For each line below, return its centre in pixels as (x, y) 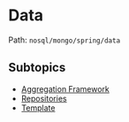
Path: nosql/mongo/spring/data (64, 40)
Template (38, 108)
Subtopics (37, 68)
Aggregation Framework (65, 88)
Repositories (44, 98)
